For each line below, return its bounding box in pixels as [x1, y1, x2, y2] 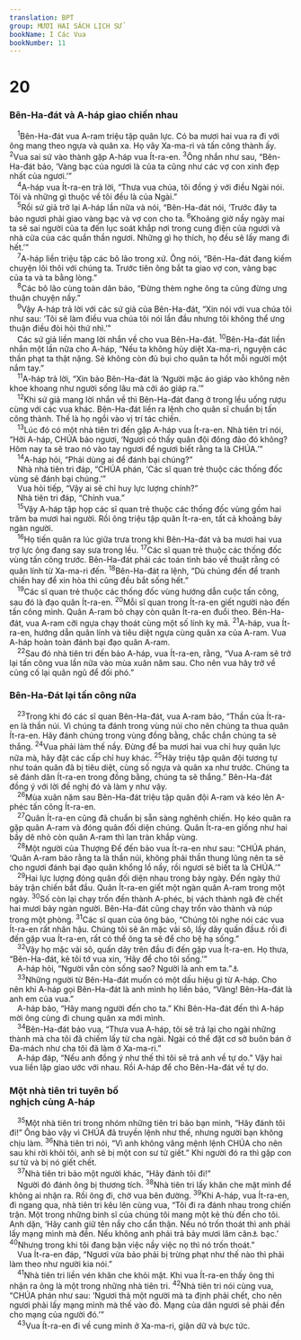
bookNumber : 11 [9, 38, 66, 48]
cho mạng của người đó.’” [9, 1309, 105, 1320]
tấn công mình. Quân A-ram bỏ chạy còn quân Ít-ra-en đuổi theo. [9, 607, 251, 617]
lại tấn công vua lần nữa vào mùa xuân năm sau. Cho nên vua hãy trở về [9, 657, 276, 668]
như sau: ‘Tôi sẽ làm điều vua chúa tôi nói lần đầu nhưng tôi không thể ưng [9, 313, 286, 324]
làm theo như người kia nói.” [9, 1258, 113, 1269]
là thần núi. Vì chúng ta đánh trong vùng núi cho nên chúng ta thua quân [21, 721, 289, 732]
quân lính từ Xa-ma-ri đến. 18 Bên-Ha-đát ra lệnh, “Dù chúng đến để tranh [9, 564, 280, 576]
